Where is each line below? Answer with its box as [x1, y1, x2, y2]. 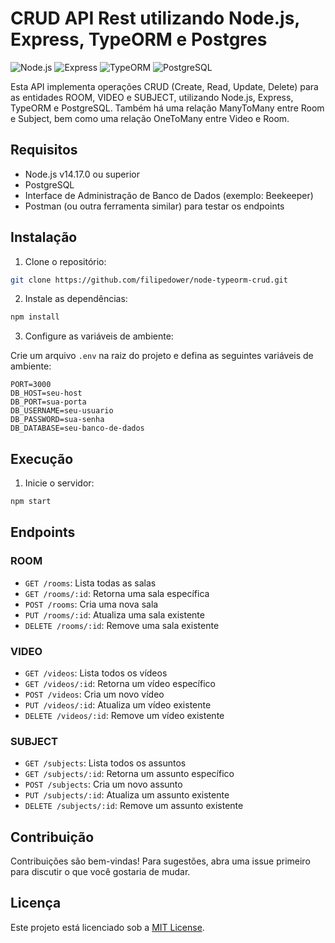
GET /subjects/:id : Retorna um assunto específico [24, 768, 235, 780]
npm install [10, 312, 60, 322]
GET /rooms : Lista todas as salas [24, 577, 157, 589]
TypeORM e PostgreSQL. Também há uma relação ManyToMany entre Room [10, 102, 325, 114]
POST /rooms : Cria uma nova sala [24, 598, 159, 610]
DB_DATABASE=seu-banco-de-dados [10, 423, 145, 434]
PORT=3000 [10, 380, 52, 390]
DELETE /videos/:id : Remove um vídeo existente [24, 709, 225, 721]
